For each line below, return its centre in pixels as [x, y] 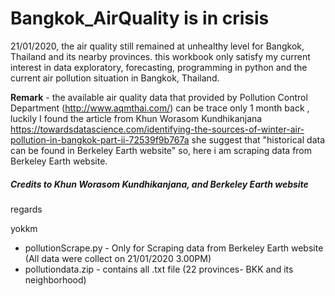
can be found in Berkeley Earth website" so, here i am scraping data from [161, 150]
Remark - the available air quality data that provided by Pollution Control [159, 97]
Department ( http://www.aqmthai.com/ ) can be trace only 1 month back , [160, 108]
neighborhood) [55, 279]
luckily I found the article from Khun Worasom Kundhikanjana [136, 118]
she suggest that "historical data [258, 139]
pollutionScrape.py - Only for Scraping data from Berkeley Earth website [174, 248]
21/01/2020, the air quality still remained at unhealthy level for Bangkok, [157, 46]
